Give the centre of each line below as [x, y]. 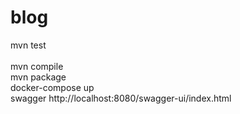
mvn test [28, 45]
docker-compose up [52, 87]
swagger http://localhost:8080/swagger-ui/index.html [121, 98]
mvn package [38, 77]
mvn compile [37, 66]
